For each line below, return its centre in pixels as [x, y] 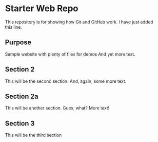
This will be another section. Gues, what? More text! [57, 108]
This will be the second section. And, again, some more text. [66, 81]
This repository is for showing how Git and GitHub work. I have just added [79, 22]
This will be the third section [33, 135]
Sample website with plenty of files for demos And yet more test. [70, 54]
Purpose [18, 43]
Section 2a [22, 96]
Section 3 [20, 123]
